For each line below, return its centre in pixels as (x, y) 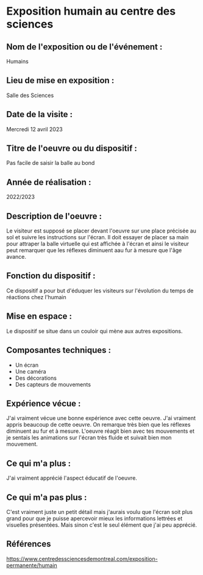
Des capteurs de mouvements (53, 384)
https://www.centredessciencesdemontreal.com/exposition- (82, 559)
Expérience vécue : (44, 403)
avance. (16, 257)
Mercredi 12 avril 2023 (34, 129)
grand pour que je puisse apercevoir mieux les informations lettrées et (94, 518)
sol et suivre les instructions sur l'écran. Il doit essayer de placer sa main (98, 237)
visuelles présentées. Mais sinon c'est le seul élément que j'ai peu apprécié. (101, 525)
